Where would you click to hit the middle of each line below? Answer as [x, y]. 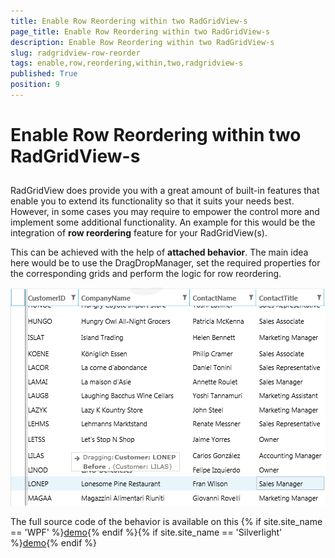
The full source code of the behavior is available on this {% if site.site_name [166, 522]
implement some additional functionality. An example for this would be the [163, 222]
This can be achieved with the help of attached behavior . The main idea [159, 252]
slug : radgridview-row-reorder [75, 53]
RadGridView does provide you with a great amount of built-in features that [165, 191]
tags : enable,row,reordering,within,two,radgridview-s [127, 63]
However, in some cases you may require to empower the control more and [165, 212]
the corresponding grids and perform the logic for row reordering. [146, 274]
